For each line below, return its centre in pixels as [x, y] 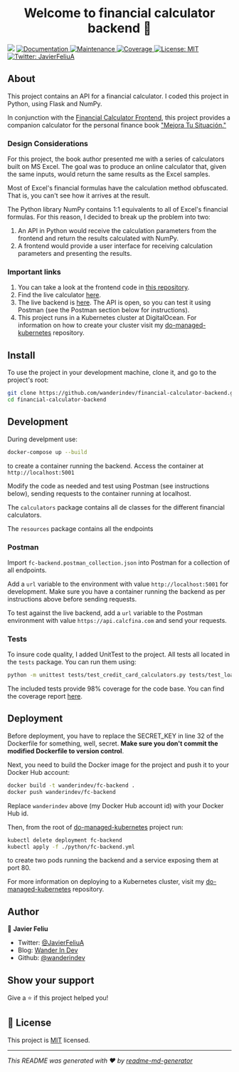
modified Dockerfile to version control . [66, 751]
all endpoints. [27, 570]
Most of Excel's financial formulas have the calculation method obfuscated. [118, 188]
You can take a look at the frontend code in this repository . [103, 287]
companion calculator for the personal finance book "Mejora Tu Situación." [117, 125]
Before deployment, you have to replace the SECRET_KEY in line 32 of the [116, 736]
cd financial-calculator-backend [57, 400]
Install [21, 355]
